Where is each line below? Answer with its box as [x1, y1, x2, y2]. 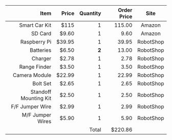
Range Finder [19, 64, 52, 70]
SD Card [31, 30, 52, 37]
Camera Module [12, 72, 52, 78]
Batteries [30, 47, 52, 53]
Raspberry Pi [20, 38, 52, 45]
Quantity [79, 10, 101, 17]
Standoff [30, 88, 52, 95]
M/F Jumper [21, 111, 52, 118]
